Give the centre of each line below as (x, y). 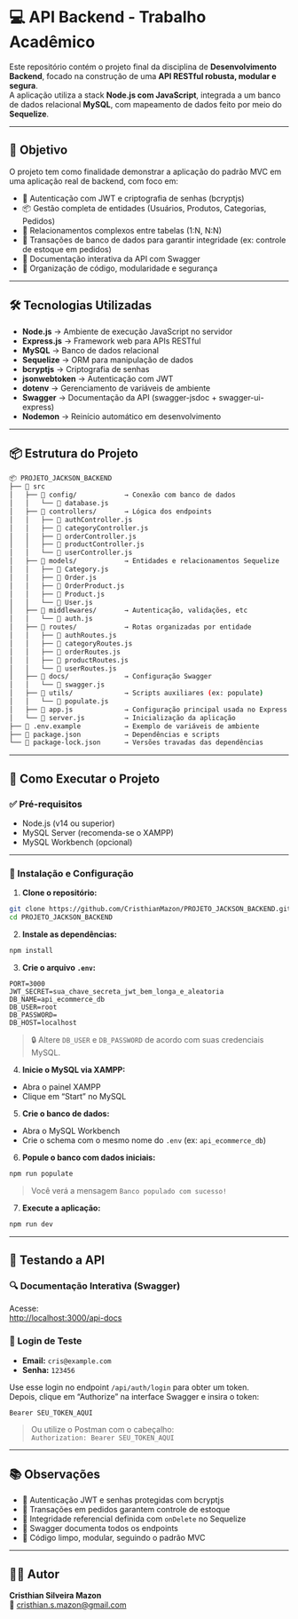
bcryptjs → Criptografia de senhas (86, 369)
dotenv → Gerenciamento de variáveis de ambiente (116, 388)
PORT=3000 (27, 984)
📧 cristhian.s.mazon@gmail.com (68, 1605)
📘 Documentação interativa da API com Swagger (111, 258)
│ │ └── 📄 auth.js (51, 619)
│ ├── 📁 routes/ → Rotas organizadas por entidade (130, 627)
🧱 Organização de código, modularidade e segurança (120, 268)
